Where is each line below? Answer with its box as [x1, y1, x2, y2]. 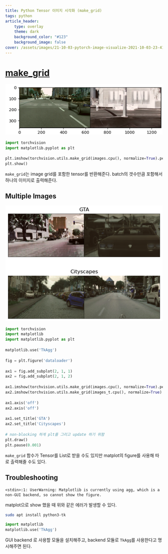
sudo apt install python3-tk [5, 512, 66, 517]
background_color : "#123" [14, 35, 68, 40]
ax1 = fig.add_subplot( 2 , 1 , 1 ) [5, 369, 72, 374]
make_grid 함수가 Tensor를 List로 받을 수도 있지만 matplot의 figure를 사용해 [5, 452, 154, 458]
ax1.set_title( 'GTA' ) [5, 416, 50, 421]
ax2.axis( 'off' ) [5, 406, 39, 411]
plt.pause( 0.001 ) [5, 442, 41, 448]
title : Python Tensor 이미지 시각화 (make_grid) [5, 8, 102, 13]
